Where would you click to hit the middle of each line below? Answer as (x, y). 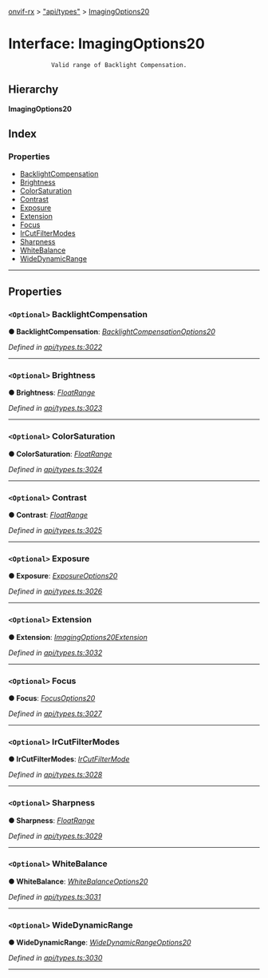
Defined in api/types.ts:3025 (55, 531)
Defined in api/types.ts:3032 (55, 652)
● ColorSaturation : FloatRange (60, 454)
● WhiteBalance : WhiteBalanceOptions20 (78, 881)
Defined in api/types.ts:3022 (55, 348)
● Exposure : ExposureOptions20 (63, 576)
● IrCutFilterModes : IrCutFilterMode (69, 759)
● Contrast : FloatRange (48, 515)
